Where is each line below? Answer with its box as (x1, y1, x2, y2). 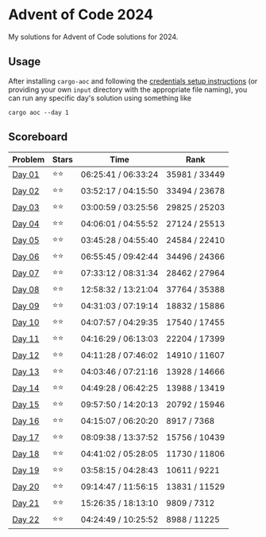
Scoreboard (8, 130, 68, 144)
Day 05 (12, 235, 40, 246)
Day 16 (12, 416, 40, 427)
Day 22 (12, 514, 40, 525)
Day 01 (12, 169, 40, 180)
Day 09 (12, 300, 40, 312)
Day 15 (12, 399, 40, 410)
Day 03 (12, 202, 40, 213)
